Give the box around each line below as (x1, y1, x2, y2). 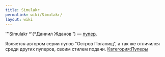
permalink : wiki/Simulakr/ (5, 12, 63, 17)
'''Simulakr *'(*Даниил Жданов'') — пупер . (5, 31, 97, 37)
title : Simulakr (5, 7, 40, 13)
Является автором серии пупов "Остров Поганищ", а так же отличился (5, 41, 160, 47)
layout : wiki (5, 17, 33, 22)
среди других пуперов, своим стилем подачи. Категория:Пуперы (5, 46, 149, 52)
